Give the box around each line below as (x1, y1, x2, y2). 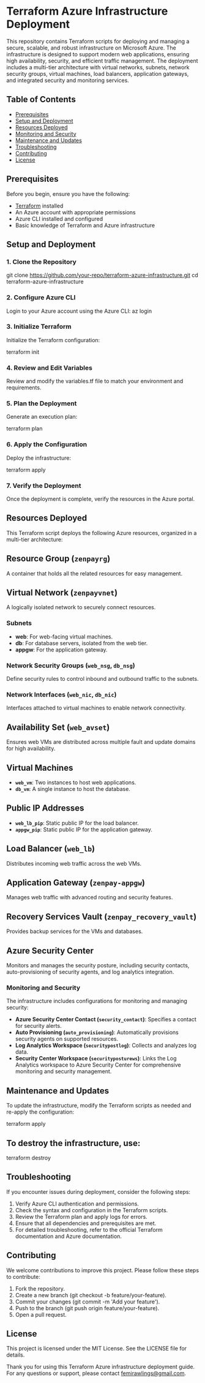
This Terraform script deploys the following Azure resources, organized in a (6, 529, 197, 536)
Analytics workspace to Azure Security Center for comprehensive (15, 1061, 182, 1069)
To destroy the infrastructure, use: (6, 1138, 141, 1149)
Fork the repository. (15, 1284, 65, 1292)
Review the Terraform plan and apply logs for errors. (15, 1213, 148, 1220)
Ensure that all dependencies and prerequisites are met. (15, 1220, 157, 1227)
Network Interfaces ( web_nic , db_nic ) (6, 690, 117, 699)
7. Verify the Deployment (6, 481, 81, 490)
